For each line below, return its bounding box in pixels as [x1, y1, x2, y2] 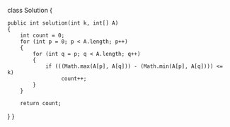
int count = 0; [20, 32, 65, 39]
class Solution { [7, 6, 53, 14]
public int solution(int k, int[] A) [7, 20, 119, 27]
